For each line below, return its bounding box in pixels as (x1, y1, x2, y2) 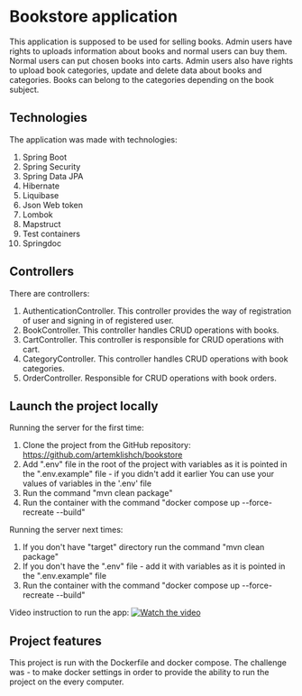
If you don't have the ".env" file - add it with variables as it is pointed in (22, 561, 286, 572)
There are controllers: (9, 288, 90, 298)
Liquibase (22, 189, 59, 200)
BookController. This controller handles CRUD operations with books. (22, 325, 279, 335)
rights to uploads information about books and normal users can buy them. (9, 45, 288, 56)
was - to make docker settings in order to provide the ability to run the (9, 667, 270, 678)
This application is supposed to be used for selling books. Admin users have (9, 36, 293, 47)
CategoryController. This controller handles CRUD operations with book (22, 353, 288, 364)
